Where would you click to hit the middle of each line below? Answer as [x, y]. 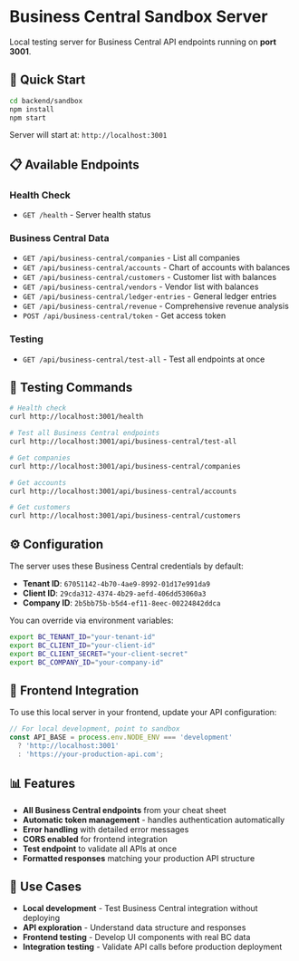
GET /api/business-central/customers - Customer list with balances [149, 277]
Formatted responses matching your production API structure [139, 858]
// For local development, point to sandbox [95, 729]
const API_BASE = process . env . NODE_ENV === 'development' [121, 738]
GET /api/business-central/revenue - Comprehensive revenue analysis [156, 306]
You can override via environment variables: [92, 621]
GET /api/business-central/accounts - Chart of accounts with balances [156, 267]
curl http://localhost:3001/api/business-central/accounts [123, 491]
